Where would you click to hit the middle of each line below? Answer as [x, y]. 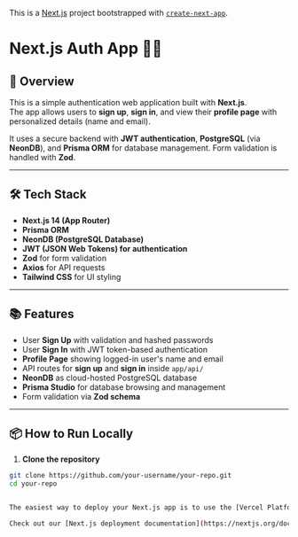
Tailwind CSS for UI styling [71, 276]
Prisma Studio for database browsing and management [124, 387]
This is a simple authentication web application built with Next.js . [128, 102]
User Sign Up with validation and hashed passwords [118, 339]
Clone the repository [61, 459]
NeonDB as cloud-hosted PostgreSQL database [110, 377]
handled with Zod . [43, 157]
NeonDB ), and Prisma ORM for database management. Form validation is [143, 148]
